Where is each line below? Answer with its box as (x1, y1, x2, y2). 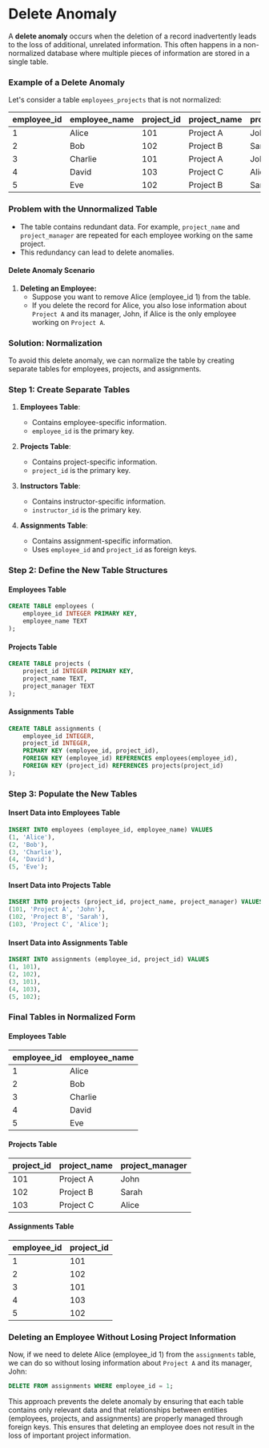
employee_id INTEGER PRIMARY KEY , (22, 610, 138, 618)
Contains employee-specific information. (31, 418, 167, 427)
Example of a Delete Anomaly (8, 77, 126, 88)
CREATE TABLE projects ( (8, 660, 91, 668)
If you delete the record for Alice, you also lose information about (31, 300, 247, 310)
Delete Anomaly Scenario (8, 266, 95, 275)
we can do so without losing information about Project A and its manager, (8, 1358, 252, 1368)
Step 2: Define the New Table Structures (8, 565, 168, 576)
